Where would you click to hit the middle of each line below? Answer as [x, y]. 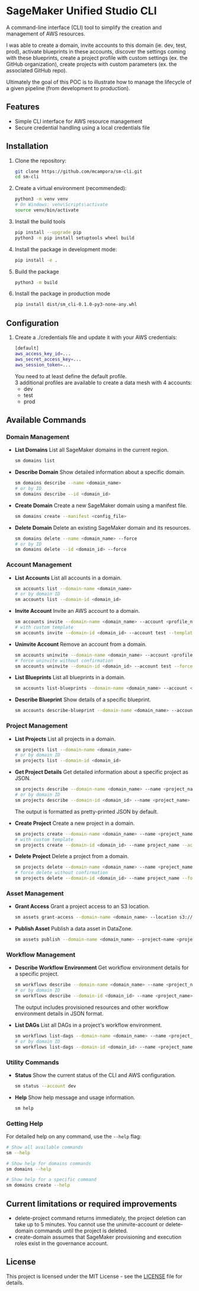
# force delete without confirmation [61, 873]
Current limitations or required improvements [92, 1204]
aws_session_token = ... [43, 365]
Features [23, 107]
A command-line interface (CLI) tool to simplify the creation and [84, 27]
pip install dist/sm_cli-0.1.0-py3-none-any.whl [76, 305]
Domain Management [38, 436]
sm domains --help [29, 1169]
